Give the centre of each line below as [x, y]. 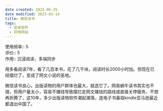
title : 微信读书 [20, 18]
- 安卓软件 [19, 28]
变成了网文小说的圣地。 [50, 75]
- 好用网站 [19, 32]
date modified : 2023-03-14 [32, 14]
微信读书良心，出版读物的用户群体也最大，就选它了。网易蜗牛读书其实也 [77, 85]
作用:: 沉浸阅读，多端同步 [30, 59]
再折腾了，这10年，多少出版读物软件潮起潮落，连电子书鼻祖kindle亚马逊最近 [81, 98]
